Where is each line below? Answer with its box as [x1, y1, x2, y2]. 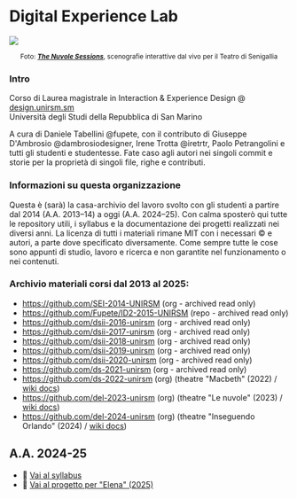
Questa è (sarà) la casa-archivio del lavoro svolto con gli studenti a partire [9, 199, 279, 210]
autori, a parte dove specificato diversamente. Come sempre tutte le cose [9, 237, 278, 247]
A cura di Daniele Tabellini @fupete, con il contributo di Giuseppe [9, 129, 247, 139]
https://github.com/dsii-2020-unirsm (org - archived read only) [21, 355, 253, 365]
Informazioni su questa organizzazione [9, 179, 182, 191]
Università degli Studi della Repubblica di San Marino [9, 112, 203, 122]
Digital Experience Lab [9, 6, 179, 27]
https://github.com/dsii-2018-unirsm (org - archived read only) [21, 335, 251, 347]
